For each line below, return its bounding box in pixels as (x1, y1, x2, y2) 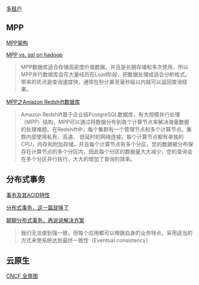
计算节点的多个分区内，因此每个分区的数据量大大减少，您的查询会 (31, 148, 193, 155)
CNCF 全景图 (6, 273, 39, 280)
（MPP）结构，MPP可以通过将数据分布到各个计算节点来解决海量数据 (20, 118, 189, 125)
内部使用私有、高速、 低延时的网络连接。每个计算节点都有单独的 (26, 133, 184, 140)
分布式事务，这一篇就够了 (6, 204, 69, 211)
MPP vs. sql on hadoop (6, 51, 63, 58)
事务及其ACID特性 (6, 191, 50, 198)
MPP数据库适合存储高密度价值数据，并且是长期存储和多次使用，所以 (20, 63, 189, 70)
